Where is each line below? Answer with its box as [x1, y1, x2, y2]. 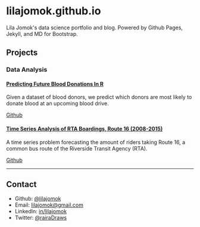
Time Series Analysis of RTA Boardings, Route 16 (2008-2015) [6, 125, 163, 133]
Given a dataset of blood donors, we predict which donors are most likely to [6, 94, 192, 101]
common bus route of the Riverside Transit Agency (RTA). [6, 145, 148, 152]
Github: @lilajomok [14, 195, 61, 203]
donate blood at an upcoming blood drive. [6, 100, 109, 107]
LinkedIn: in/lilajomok [14, 208, 67, 215]
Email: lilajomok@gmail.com [14, 201, 83, 208]
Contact [6, 179, 37, 189]
